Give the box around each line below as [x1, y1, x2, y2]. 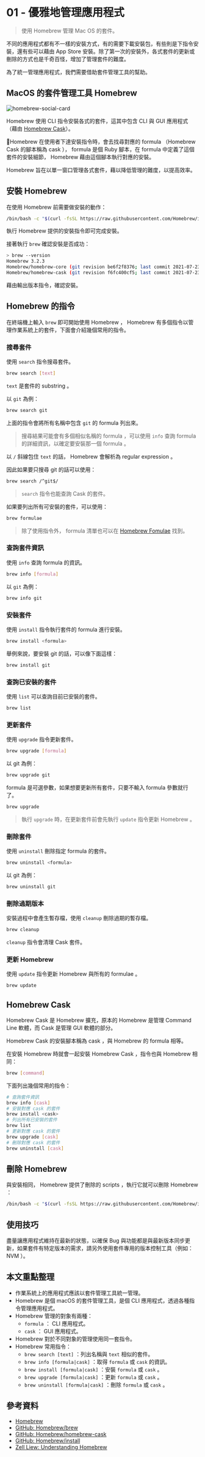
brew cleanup [6, 927, 40, 933]
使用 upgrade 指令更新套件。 [6, 736, 77, 743]
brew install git [6, 662, 51, 668]
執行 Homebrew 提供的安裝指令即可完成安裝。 [6, 227, 123, 234]
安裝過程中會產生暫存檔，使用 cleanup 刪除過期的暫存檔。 [6, 915, 151, 922]
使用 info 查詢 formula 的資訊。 [6, 558, 85, 566]
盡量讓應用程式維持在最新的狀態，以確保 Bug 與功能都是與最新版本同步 [6, 1237, 185, 1245]
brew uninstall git [6, 883, 56, 890]
